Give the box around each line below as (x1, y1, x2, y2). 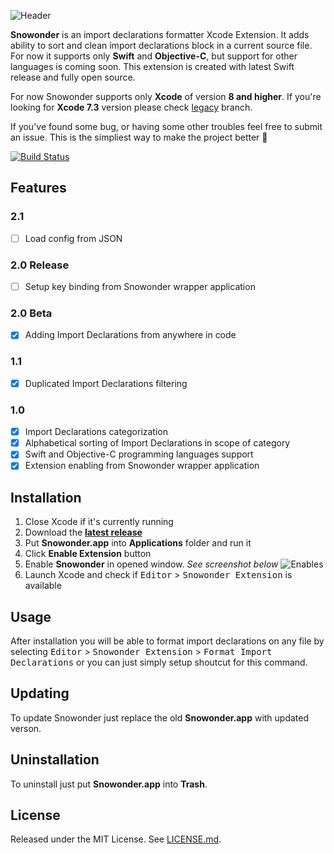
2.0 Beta (10, 306, 53, 320)
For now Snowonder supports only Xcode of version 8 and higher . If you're (10, 91, 322, 102)
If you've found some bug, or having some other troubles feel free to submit (10, 121, 323, 132)
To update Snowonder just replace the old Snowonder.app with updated (10, 711, 310, 724)
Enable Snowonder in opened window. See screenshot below (24, 558, 279, 570)
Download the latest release (24, 526, 143, 539)
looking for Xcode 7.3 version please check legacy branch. (10, 101, 253, 113)
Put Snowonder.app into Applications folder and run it (24, 537, 252, 549)
